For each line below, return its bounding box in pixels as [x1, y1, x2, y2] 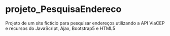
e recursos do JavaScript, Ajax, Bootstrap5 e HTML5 [5, 25, 116, 31]
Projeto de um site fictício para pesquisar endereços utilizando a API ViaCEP [5, 20, 165, 26]
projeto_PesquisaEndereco [5, 3, 122, 15]
